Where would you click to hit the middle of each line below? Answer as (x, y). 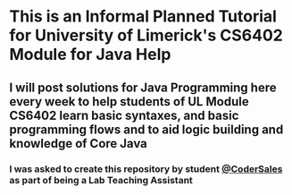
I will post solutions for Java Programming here (143, 87)
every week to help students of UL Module (129, 102)
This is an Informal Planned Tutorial (143, 17)
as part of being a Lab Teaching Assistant (101, 180)
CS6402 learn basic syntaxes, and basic (124, 115)
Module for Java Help (90, 55)
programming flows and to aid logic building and (146, 129)
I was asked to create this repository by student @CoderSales (146, 169)
